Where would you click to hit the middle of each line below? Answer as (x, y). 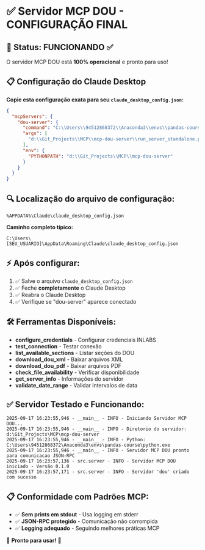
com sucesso (21, 477)
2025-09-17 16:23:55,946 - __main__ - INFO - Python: (76, 440)
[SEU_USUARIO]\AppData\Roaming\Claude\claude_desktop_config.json (92, 244)
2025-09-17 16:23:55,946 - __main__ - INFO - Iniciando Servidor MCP (97, 419)
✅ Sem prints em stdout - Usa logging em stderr (77, 515)
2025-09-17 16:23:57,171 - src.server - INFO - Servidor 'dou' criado (98, 472)
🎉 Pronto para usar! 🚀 (34, 541)
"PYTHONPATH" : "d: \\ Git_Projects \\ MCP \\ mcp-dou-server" (101, 156)
